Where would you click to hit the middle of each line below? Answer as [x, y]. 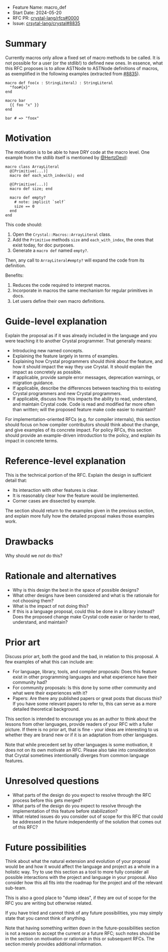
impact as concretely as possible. [47, 372]
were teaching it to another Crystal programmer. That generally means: [78, 341]
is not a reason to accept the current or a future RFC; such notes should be [83, 933]
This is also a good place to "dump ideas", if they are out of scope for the [81, 898]
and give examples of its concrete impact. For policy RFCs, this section [78, 430]
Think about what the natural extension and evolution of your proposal [78, 861]
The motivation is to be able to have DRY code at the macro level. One [77, 152]
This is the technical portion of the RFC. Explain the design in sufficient [78, 475]
